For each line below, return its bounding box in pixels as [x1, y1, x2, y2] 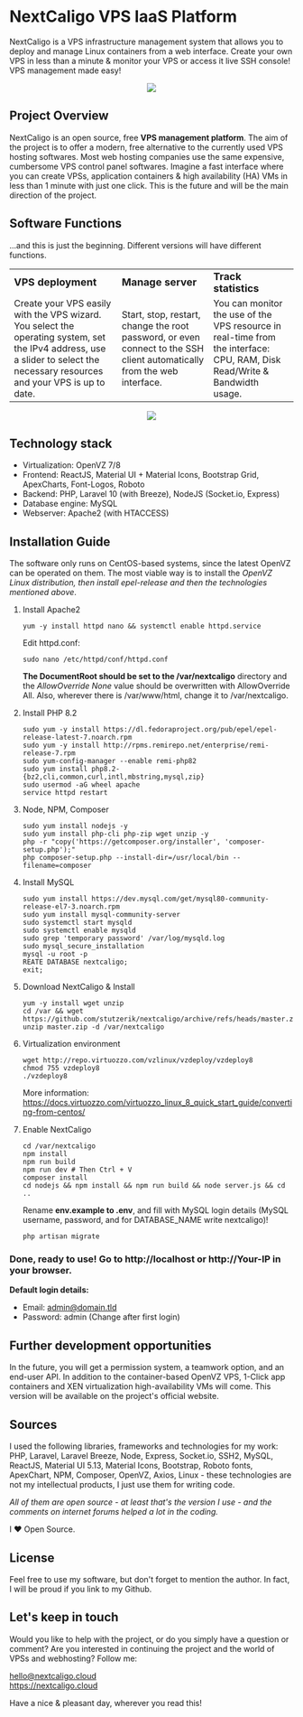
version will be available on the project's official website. [9, 1391, 219, 1402]
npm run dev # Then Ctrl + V [22, 1165, 133, 1175]
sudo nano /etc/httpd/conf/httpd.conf [22, 655, 169, 665]
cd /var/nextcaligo [22, 1142, 96, 1151]
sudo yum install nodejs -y [22, 822, 128, 831]
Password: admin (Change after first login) [22, 1311, 180, 1322]
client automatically [121, 353, 205, 366]
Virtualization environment [22, 1039, 121, 1050]
